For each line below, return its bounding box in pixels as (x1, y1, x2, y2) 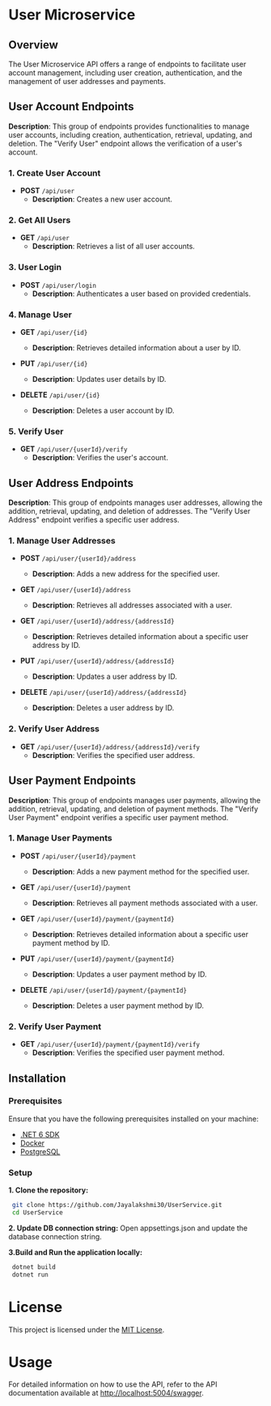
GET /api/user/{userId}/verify (19, 444, 128, 454)
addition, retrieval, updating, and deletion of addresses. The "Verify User (8, 506, 251, 516)
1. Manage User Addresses (8, 536, 116, 547)
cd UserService (11, 1208, 63, 1217)
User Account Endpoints (8, 100, 135, 114)
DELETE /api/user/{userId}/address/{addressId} (19, 688, 188, 697)
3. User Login (8, 261, 62, 273)
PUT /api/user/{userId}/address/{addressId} (19, 656, 176, 666)
